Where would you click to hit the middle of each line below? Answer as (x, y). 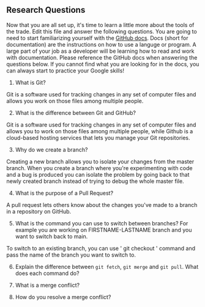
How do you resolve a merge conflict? (63, 297)
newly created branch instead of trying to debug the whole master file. (95, 181)
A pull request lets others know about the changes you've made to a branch (102, 204)
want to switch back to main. (51, 236)
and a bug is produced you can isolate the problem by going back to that (98, 174)
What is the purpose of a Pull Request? (64, 193)
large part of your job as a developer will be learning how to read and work (100, 51)
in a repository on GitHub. (39, 211)
